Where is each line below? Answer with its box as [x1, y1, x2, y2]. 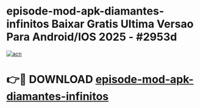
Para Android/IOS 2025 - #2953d [6, 30, 177, 44]
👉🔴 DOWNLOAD [6, 73, 93, 86]
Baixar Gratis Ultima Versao [51, 17, 194, 31]
